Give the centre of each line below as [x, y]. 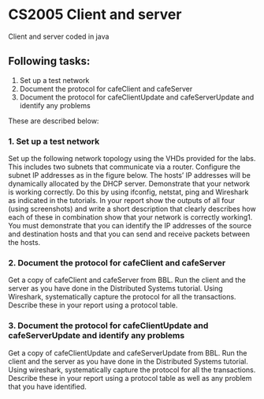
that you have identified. [47, 386]
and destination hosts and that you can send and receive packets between [129, 234]
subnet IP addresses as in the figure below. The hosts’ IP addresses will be [129, 175]
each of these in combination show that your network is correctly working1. [130, 217]
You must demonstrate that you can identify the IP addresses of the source [130, 226]
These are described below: [54, 121]
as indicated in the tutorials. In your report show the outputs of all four [122, 201]
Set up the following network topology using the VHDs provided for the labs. [132, 159]
